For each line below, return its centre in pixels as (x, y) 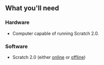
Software (17, 46)
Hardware (17, 22)
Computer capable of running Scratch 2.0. (56, 33)
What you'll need (32, 8)
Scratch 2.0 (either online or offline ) (49, 57)
